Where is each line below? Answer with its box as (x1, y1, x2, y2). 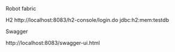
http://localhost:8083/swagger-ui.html (5, 40, 100, 46)
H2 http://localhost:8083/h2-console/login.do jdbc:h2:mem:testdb (5, 17, 169, 23)
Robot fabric (5, 5, 37, 12)
